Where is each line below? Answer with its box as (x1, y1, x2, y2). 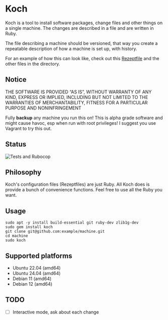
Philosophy (5, 168, 42, 177)
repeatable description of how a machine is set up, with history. (5, 45, 137, 51)
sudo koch (5, 238, 26, 243)
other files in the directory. (5, 61, 61, 67)
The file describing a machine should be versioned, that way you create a (5, 40, 158, 46)
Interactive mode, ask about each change (12, 309, 99, 315)
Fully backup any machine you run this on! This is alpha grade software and (5, 115, 163, 121)
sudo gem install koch (5, 225, 53, 230)
